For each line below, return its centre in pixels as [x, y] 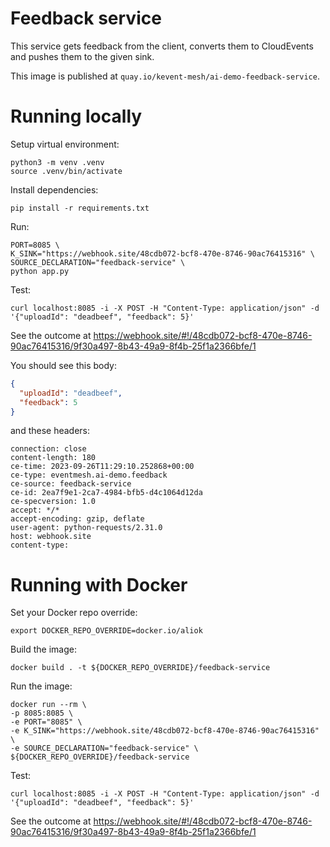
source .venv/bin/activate [66, 171]
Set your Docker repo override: [74, 613]
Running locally [76, 116]
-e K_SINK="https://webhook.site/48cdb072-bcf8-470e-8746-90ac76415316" [165, 731]
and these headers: [50, 431]
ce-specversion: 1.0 [53, 502]
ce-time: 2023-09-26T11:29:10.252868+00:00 [102, 467]
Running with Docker [99, 584]
